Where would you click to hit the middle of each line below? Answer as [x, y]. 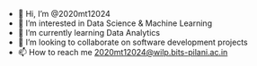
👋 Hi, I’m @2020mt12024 [64, 14]
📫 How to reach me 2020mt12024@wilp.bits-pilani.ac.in [123, 52]
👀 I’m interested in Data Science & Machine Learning [115, 23]
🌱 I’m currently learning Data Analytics [89, 33]
